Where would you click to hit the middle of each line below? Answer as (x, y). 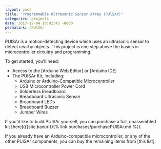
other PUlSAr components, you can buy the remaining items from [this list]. (80, 141)
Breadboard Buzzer (39, 107)
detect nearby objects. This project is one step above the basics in (72, 47)
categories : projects (27, 19)
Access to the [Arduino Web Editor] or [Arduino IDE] (64, 71)
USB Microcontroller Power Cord (52, 86)
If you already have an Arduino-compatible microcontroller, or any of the (78, 136)
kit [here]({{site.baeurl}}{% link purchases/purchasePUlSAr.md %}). (73, 127)
